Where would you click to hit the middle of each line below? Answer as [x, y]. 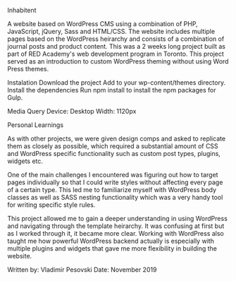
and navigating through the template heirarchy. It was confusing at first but [116, 226]
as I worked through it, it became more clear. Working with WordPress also [116, 233]
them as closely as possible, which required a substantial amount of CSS [113, 146]
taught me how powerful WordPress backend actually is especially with [111, 241]
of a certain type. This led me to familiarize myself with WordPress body [112, 190]
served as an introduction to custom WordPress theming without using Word [118, 61]
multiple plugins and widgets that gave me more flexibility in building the [112, 249]
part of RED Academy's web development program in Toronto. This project [116, 54]
